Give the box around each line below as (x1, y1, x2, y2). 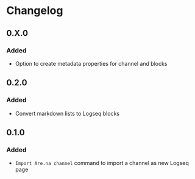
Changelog (6, 4, 63, 18)
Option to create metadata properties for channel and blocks (15, 60, 168, 67)
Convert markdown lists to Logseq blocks (15, 110, 120, 117)
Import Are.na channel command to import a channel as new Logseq (15, 160, 189, 167)
